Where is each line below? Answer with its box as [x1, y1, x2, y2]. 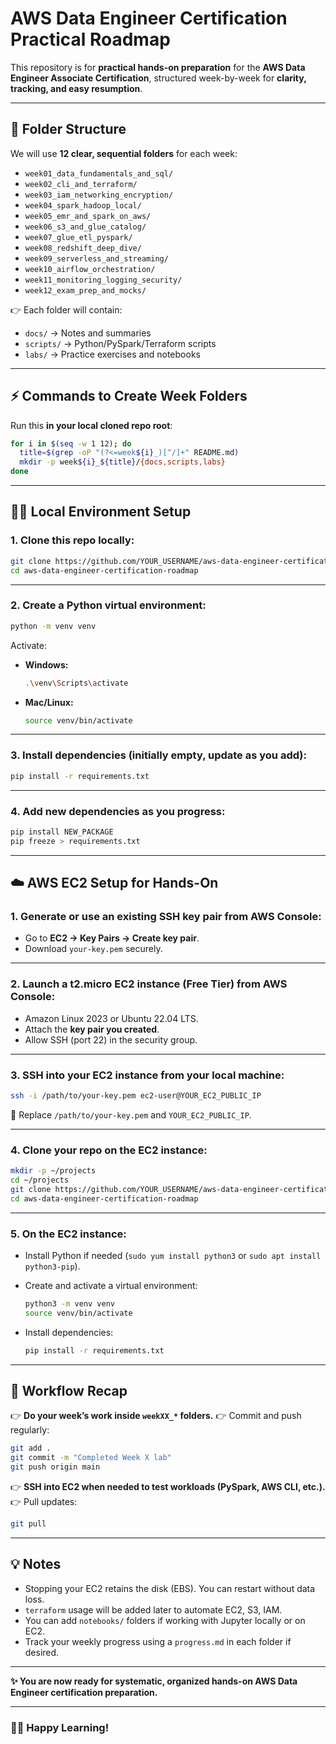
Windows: [24, 658, 69, 671]
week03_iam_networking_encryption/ [24, 190, 174, 200]
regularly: [10, 1424, 50, 1436]
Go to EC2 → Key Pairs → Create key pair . [24, 932, 200, 944]
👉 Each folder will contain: [10, 303, 123, 316]
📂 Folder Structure [10, 121, 127, 138]
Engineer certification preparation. [10, 1686, 158, 1698]
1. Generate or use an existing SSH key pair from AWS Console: [10, 909, 322, 923]
